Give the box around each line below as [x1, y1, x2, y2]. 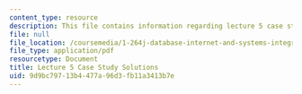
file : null [9, 30, 50, 38]
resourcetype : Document [9, 55, 99, 64]
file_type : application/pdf [9, 47, 115, 56]
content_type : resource [9, 13, 99, 22]
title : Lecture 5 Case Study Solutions [9, 64, 159, 73]
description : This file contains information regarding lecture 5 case [9, 21, 283, 30]
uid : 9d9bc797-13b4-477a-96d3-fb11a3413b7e [9, 72, 175, 81]
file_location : [9, 38, 67, 47]
